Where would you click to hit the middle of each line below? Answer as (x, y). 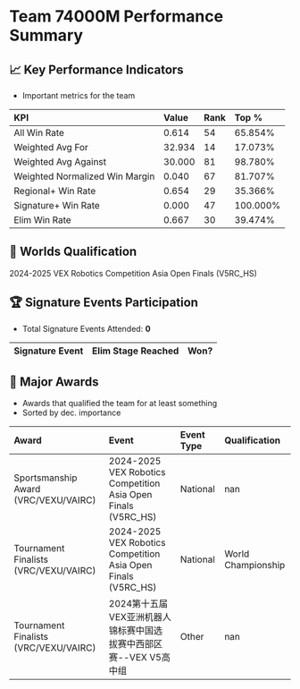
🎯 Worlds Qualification (73, 252)
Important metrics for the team (79, 95)
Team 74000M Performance (117, 17)
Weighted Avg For (51, 147)
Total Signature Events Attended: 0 (86, 328)
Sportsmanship (46, 478)
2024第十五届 (138, 604)
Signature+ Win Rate (57, 205)
